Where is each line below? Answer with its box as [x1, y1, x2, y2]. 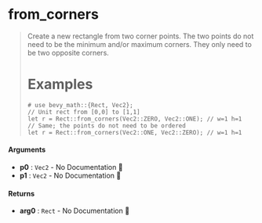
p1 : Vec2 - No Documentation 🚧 [19, 171, 122, 181]
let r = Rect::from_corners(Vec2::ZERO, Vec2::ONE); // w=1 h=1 [27, 115, 242, 123]
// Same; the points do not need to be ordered [27, 121, 186, 130]
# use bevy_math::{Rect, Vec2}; [27, 101, 133, 109]
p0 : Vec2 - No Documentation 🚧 [19, 163, 123, 172]
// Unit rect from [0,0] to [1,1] [27, 108, 140, 116]
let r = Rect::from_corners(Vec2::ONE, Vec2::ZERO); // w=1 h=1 [27, 128, 242, 136]
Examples [27, 76, 93, 93]
